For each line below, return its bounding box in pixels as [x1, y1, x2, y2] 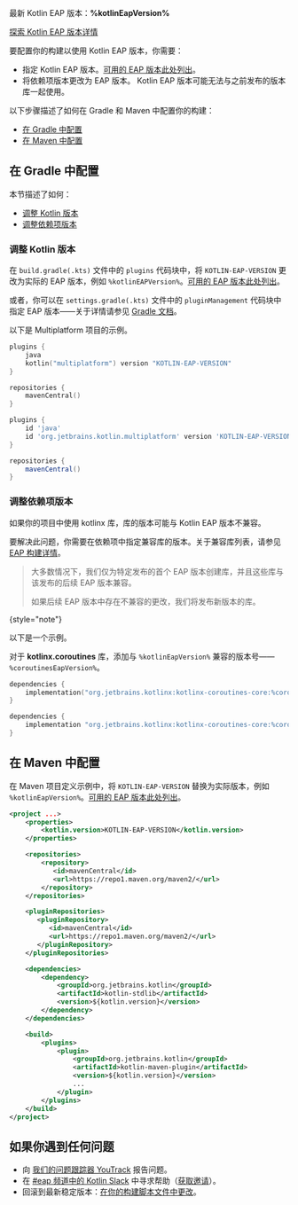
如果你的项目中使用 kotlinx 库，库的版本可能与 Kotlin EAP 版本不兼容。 [9, 517, 266, 528]
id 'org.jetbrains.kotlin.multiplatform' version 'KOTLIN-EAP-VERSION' [25, 432, 295, 441]
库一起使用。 [21, 87, 69, 97]
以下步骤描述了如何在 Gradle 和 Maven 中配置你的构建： [9, 106, 215, 115]
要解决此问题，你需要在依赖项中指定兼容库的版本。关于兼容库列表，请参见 [9, 536, 281, 547]
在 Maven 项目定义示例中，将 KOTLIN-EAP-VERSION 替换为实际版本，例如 [9, 780, 270, 791]
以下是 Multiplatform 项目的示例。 [9, 325, 133, 335]
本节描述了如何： [9, 189, 72, 200]
